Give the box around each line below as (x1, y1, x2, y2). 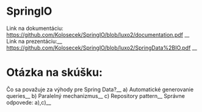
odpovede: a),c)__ (6, 99, 51, 106)
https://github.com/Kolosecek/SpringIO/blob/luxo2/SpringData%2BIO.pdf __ (6, 44, 197, 51)
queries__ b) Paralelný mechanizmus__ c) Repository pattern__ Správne (6, 92, 185, 99)
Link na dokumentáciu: (6, 24, 64, 32)
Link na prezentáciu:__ (6, 37, 62, 45)
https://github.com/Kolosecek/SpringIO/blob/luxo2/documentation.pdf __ (6, 31, 190, 38)
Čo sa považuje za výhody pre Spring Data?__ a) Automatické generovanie (6, 86, 194, 93)
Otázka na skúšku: (6, 65, 103, 80)
